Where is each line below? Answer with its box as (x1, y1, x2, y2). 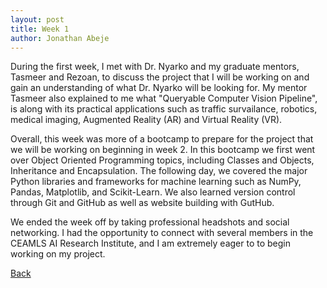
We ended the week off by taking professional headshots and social (10, 216, 290, 228)
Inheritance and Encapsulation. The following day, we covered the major (10, 165, 308, 177)
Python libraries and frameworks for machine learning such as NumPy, (10, 176, 302, 188)
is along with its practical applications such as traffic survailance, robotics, (10, 103, 318, 115)
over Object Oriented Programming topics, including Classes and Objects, (10, 154, 315, 166)
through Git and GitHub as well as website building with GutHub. (10, 197, 275, 209)
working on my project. (10, 248, 106, 260)
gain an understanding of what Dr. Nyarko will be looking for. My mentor (10, 82, 308, 94)
